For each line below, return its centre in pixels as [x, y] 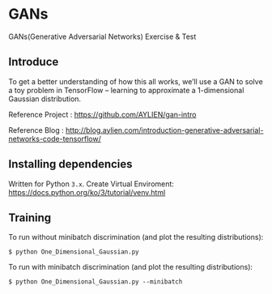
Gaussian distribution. [45, 99]
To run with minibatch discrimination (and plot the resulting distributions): [131, 267]
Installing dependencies [70, 164]
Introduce [34, 62]
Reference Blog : [36, 130]
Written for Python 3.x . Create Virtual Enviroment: [91, 184]
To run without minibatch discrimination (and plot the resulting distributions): [136, 237]
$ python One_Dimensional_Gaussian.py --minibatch [96, 282]
